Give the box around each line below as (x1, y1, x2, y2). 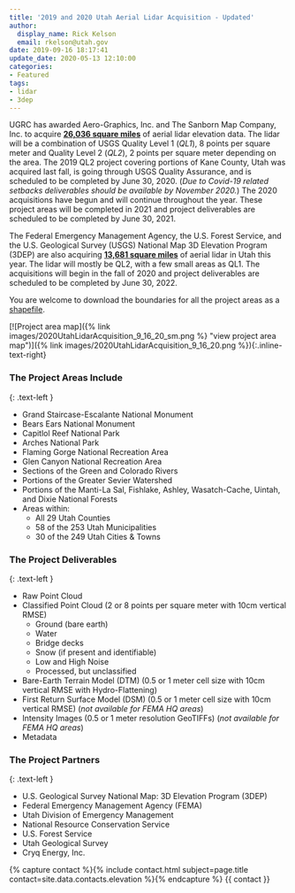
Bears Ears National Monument (21, 418, 135, 429)
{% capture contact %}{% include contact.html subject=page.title (9, 865, 249, 875)
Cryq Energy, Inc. (21, 847, 86, 858)
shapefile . (9, 304, 46, 315)
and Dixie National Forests (21, 493, 117, 504)
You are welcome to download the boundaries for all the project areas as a (9, 295, 280, 305)
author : (9, 21, 38, 30)
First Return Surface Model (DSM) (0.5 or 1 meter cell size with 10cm (21, 694, 271, 704)
